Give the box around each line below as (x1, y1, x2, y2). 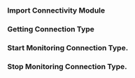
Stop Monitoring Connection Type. (7, 61, 127, 71)
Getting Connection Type (7, 24, 94, 33)
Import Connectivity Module (7, 6, 106, 15)
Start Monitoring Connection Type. (7, 42, 129, 52)
